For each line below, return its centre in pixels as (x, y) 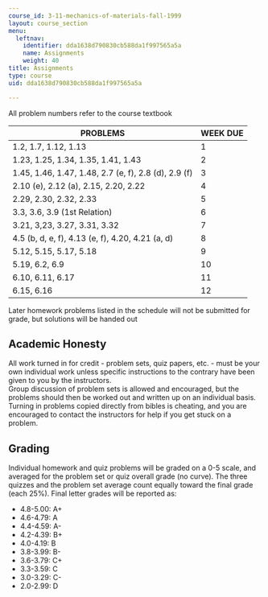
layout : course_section (48, 23)
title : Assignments (41, 68)
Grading (29, 449)
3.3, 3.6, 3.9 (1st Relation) (62, 212)
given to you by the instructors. (60, 381)
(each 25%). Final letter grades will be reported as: (93, 494)
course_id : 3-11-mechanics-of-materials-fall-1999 (95, 16)
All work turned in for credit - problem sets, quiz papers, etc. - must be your (134, 364)
